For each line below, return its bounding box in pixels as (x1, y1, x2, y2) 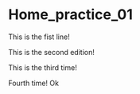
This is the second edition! (8, 47, 95, 57)
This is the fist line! (8, 32, 70, 41)
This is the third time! (8, 62, 77, 72)
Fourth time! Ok (8, 78, 60, 88)
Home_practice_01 (8, 6, 134, 24)
